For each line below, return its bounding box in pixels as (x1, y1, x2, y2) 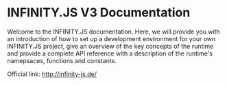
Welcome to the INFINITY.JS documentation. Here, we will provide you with (7, 27, 221, 36)
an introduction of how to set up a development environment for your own (7, 34, 216, 42)
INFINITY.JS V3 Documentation (7, 5, 191, 21)
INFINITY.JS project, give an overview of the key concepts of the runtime (7, 42, 214, 50)
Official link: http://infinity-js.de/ (7, 70, 97, 78)
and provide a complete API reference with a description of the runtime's (7, 49, 213, 58)
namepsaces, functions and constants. (7, 56, 117, 64)
